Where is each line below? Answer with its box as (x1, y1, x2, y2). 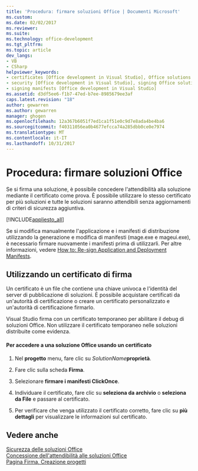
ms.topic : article (6, 47, 51, 53)
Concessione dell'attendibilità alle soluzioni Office (6, 452, 127, 459)
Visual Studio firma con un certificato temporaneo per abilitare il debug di (6, 316, 184, 323)
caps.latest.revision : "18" (6, 96, 75, 102)
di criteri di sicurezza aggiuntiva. (6, 204, 85, 212)
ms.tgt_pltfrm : (6, 42, 44, 48)
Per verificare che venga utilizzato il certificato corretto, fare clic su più (14, 407, 187, 414)
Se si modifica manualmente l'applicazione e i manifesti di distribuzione (6, 227, 180, 234)
